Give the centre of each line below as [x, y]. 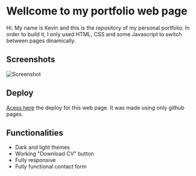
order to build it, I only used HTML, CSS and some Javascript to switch [94, 34]
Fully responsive [35, 160]
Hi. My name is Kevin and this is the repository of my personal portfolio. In [98, 28]
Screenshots [31, 59]
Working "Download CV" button [55, 154]
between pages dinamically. [41, 40]
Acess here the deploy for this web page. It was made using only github [96, 107]
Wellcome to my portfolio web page [97, 11]
